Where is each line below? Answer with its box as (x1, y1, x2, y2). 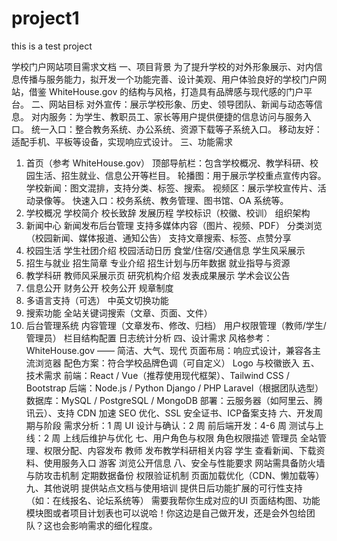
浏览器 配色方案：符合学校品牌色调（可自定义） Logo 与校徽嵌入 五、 (34, 357, 320, 369)
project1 (11, 7, 80, 30)
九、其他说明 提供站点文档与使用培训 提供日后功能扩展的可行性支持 (25, 482, 303, 494)
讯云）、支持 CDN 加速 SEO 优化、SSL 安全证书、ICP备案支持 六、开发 (25, 407, 315, 419)
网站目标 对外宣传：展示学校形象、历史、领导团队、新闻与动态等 (48, 98, 314, 110)
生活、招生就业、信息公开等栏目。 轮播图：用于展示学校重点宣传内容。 (34, 169, 327, 181)
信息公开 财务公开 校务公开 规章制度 (25, 282, 174, 294)
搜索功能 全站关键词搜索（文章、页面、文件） (25, 307, 213, 319)
